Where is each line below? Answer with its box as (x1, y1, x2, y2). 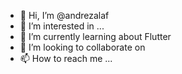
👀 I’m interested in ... (19, 20, 105, 32)
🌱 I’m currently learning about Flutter (19, 31, 172, 42)
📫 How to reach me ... (19, 53, 113, 64)
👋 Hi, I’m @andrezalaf (19, 10, 110, 21)
